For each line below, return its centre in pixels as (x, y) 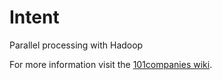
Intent (34, 17)
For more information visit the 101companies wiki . (111, 64)
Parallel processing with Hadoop (76, 45)
